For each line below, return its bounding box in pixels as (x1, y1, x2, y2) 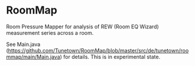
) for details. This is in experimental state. (60, 53, 161, 60)
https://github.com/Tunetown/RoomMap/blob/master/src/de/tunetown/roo (8, 47, 189, 54)
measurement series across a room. (6, 29, 94, 36)
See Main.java (6, 41, 41, 48)
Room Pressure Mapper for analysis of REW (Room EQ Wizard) (6, 23, 160, 30)
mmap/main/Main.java (6, 53, 60, 60)
